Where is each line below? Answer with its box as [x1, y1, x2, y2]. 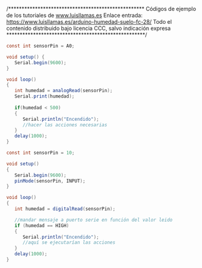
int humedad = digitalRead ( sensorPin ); [14, 206, 116, 212]
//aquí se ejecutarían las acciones [22, 239, 116, 246]
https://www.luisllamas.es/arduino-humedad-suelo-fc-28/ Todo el [6, 18, 172, 25]
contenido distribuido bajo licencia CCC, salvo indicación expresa [6, 24, 171, 32]
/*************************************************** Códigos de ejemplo [6, 5, 197, 12]
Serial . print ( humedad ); [14, 93, 75, 100]
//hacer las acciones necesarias [22, 121, 108, 128]
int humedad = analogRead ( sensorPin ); [14, 88, 113, 94]
